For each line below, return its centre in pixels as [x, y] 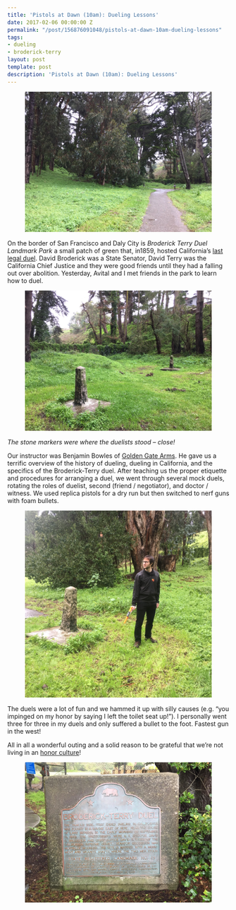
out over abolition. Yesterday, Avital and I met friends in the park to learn [112, 273]
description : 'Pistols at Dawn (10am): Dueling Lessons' [93, 74]
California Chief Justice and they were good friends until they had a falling [115, 265]
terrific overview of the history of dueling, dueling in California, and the [110, 463]
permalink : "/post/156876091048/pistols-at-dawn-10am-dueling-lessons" [114, 30]
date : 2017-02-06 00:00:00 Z [50, 22]
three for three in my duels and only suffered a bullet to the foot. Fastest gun [118, 724]
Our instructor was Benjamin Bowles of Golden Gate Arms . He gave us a [112, 456]
